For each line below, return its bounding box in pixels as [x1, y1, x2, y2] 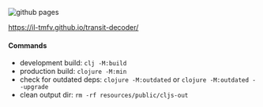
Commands [8, 40, 47, 50]
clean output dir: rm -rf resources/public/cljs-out [19, 90, 189, 100]
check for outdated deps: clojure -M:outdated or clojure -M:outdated [19, 75, 250, 84]
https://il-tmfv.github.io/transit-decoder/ [8, 23, 139, 31]
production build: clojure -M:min [19, 67, 127, 76]
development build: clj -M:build [19, 58, 127, 68]
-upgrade [19, 83, 49, 91]
